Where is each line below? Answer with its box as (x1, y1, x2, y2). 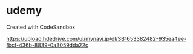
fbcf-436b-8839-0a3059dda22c (6, 41, 89, 49)
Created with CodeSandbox (6, 23, 76, 31)
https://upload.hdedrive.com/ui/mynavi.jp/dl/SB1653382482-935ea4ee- (6, 35, 186, 42)
